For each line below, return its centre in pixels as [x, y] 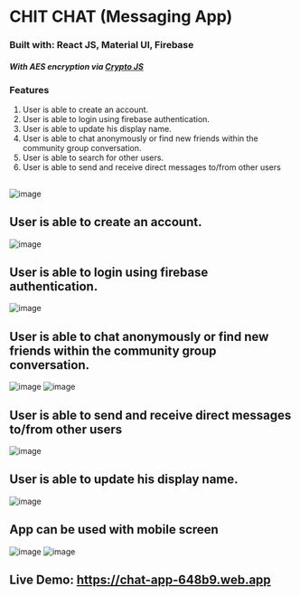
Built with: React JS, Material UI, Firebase [102, 45]
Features [29, 90]
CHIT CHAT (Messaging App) [121, 17]
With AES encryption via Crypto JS [77, 66]
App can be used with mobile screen [114, 530]
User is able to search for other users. [93, 158]
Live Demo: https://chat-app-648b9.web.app [140, 580]
